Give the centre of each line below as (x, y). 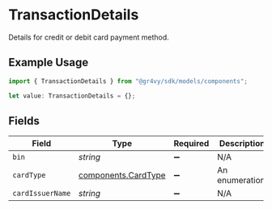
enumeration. (242, 181)
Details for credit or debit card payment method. (89, 37)
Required (191, 144)
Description (242, 144)
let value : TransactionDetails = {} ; (72, 96)
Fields (24, 121)
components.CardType (122, 175)
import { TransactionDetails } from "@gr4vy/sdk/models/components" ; (128, 81)
